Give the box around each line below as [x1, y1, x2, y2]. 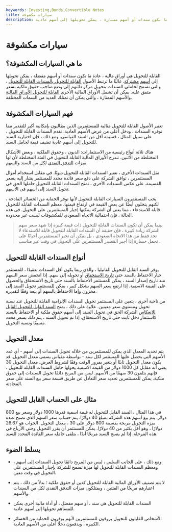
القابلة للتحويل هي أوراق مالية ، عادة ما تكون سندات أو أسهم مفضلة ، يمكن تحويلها [6, 72, 161, 79]
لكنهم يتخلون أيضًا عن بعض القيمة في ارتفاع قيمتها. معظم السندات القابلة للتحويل [6, 201, 159, 207]
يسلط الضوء [6, 445, 40, 454]
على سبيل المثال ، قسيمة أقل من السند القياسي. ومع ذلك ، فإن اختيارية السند [6, 134, 152, 140]
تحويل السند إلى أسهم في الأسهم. [6, 186, 70, 192]
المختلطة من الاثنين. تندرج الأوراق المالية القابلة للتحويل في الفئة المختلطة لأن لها [6, 154, 158, 161]
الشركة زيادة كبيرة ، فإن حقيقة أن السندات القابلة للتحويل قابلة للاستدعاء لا [18, 227, 160, 234]
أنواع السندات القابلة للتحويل [6, 253, 86, 262]
